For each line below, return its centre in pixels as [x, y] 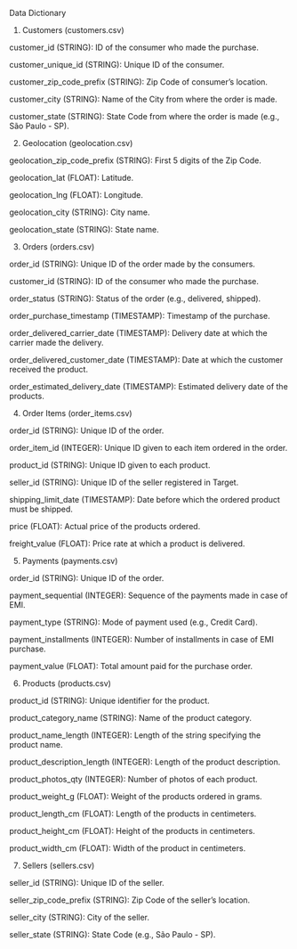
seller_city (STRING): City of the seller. [79, 917]
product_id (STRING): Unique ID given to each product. [110, 465]
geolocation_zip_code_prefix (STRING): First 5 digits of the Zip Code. [136, 160]
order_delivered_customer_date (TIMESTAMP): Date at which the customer [146, 360]
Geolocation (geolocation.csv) [77, 143]
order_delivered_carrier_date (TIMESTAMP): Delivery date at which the [139, 333]
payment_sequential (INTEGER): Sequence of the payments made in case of [148, 595]
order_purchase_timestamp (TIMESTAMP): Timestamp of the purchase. [140, 316]
